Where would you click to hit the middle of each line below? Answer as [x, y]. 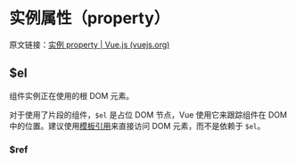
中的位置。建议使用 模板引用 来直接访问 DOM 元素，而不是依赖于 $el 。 [137, 126]
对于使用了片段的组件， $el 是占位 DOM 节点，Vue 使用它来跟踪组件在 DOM [148, 114]
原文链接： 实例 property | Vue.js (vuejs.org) [90, 45]
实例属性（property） [90, 18]
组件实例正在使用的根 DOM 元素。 [72, 95]
